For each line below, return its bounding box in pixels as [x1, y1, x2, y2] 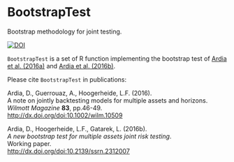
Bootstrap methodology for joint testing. [7, 27, 122, 36]
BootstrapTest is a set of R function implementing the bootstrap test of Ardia [7, 54, 227, 63]
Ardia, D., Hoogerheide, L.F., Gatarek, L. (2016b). [7, 124, 147, 133]
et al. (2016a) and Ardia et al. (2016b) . [7, 61, 116, 70]
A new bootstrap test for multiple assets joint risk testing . [7, 132, 172, 140]
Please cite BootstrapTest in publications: [7, 75, 127, 84]
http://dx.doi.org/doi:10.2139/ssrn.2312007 [7, 147, 131, 155]
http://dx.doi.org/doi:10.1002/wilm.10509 [7, 111, 123, 119]
